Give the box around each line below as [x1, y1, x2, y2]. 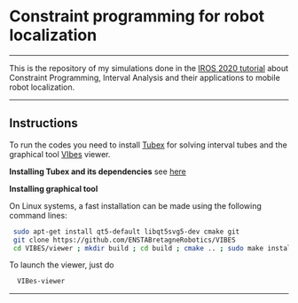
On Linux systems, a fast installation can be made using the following [9, 200, 262, 211]
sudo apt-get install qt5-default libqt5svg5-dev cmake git [12, 227, 240, 236]
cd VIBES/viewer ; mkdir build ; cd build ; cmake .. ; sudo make [12, 243, 264, 252]
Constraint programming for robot [9, 6, 265, 27]
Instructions [9, 116, 78, 131]
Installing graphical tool [9, 183, 98, 194]
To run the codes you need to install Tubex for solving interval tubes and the [9, 140, 288, 150]
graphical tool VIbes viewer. [9, 148, 111, 159]
